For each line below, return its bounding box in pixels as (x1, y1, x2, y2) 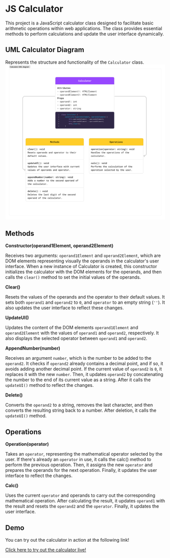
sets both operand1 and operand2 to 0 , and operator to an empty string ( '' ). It (5, 299, 165, 306)
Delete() (5, 392, 23, 398)
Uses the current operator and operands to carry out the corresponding (5, 492, 156, 498)
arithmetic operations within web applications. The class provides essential (5, 25, 162, 31)
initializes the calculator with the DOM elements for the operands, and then (5, 269, 162, 275)
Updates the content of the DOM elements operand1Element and (5, 325, 139, 331)
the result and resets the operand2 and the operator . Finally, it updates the (5, 503, 159, 510)
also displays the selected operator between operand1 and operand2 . (5, 335, 148, 341)
